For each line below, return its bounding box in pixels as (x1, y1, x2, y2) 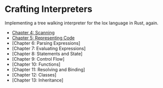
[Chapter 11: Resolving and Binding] (11, 66, 85, 73)
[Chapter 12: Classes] (11, 72, 56, 78)
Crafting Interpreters (4, 3, 92, 15)
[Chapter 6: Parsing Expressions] (11, 40, 80, 46)
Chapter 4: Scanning (11, 29, 55, 35)
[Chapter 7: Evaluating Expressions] (11, 45, 86, 51)
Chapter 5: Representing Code (11, 35, 75, 41)
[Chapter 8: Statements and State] (11, 51, 83, 57)
